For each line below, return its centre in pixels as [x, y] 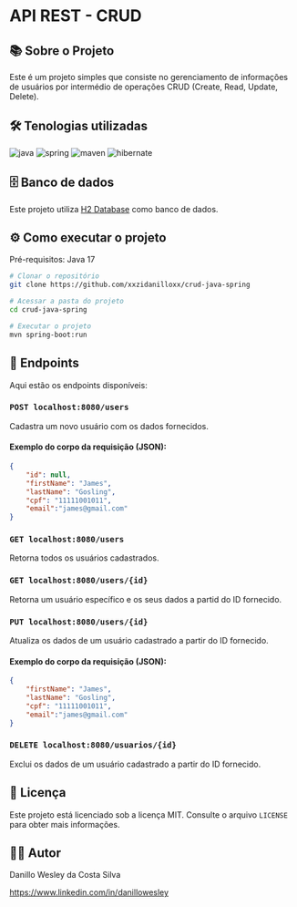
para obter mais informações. [65, 824]
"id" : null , [48, 475]
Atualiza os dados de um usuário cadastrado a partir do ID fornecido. [139, 641]
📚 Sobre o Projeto [62, 51]
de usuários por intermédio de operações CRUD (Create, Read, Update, [143, 87]
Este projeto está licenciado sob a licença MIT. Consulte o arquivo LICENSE [149, 814]
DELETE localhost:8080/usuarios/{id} [93, 745]
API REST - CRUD [76, 16]
